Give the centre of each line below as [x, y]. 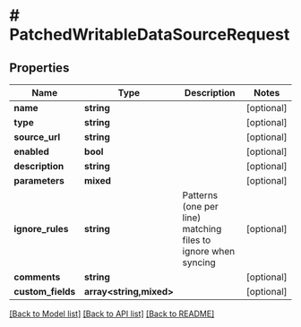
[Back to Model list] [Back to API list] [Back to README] [112, 314]
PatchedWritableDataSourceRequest [150, 34]
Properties [39, 68]
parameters [39, 181]
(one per [201, 207]
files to [197, 240]
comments [37, 277]
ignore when [209, 251]
